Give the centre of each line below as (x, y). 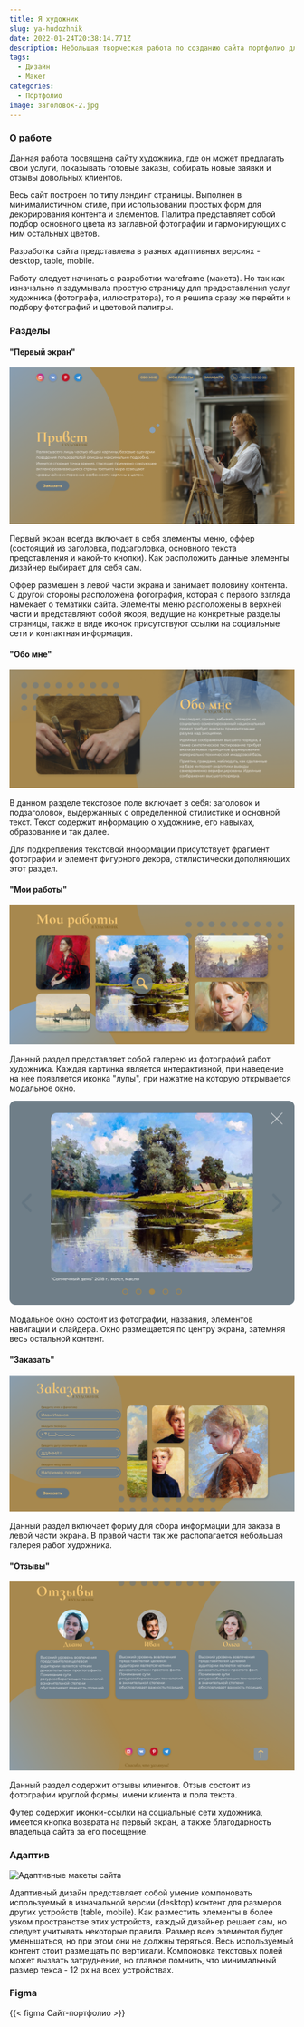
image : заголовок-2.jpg (54, 105)
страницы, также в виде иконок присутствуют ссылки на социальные (145, 624)
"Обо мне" (31, 654)
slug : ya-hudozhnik (46, 29)
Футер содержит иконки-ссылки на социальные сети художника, (136, 1812)
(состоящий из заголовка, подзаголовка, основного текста (123, 548)
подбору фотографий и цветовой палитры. (91, 307)
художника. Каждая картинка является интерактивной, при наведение (147, 1069)
